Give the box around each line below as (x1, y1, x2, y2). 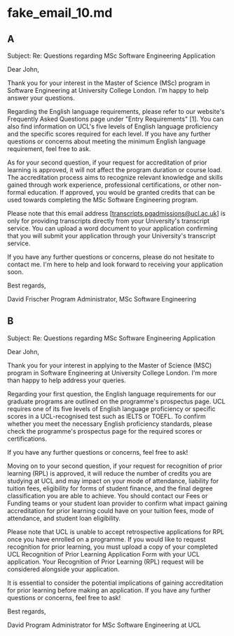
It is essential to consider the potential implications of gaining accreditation (7, 578, 223, 587)
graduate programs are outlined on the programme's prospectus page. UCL (7, 397, 226, 405)
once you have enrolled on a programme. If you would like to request (7, 535, 206, 543)
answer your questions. (7, 93, 76, 102)
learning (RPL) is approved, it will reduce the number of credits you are (7, 469, 212, 477)
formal (7, 188, 27, 196)
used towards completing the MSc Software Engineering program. (7, 195, 198, 204)
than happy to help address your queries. (7, 376, 126, 384)
